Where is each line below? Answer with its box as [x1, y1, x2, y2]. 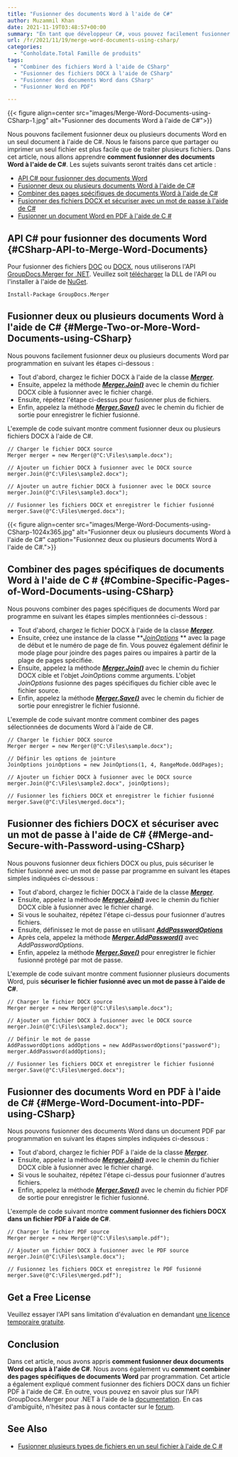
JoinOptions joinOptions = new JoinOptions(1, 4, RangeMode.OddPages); [7, 761, 224, 768]
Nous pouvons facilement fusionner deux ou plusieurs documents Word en [7, 130, 227, 139]
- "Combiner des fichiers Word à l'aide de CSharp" [13, 63, 171, 70]
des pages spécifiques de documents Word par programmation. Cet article [7, 1372, 230, 1380]
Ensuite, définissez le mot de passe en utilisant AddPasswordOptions [17, 925, 224, 934]
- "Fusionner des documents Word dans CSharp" [13, 76, 154, 84]
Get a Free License [7, 1291, 91, 1304]
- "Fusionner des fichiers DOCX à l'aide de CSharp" [13, 70, 173, 77]
